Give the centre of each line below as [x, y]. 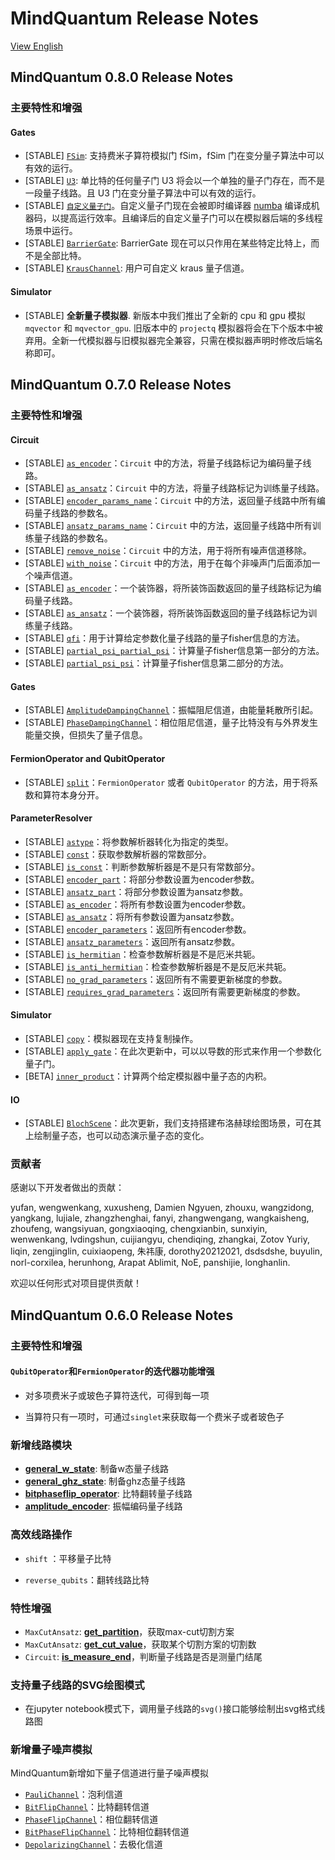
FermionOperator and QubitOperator [88, 758]
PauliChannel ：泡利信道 [73, 1794]
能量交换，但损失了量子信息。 [86, 735]
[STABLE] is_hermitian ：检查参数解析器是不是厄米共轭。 [142, 954]
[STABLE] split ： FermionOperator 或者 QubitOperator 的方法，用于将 [167, 782]
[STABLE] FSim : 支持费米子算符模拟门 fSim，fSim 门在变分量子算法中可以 [174, 156]
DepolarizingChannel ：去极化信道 [93, 1844]
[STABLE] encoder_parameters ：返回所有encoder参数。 [138, 929]
